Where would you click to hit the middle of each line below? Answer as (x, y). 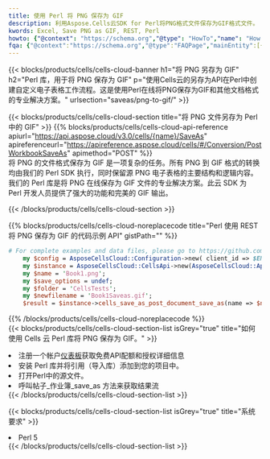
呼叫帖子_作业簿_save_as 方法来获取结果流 (89, 386)
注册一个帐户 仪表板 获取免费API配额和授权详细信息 (102, 356)
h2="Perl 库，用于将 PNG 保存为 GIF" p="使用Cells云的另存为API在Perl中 (129, 80)
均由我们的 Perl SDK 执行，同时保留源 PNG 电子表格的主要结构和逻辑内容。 (133, 173)
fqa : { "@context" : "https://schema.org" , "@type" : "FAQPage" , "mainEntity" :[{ (136, 46)
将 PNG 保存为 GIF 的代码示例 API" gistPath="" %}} (93, 236)
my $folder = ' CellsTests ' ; (70, 288)
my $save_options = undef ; (68, 281)
